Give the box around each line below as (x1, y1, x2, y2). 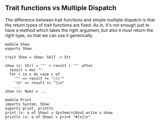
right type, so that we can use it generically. (5, 32, 93, 38)
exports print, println (5, 106, 54, 111)
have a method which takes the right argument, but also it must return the (5, 27, 153, 33)
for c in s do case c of (9, 72, 60, 77)
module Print (5, 97, 32, 102)
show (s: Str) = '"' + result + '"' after (5, 63, 93, 68)
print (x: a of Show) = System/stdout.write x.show (5, 110, 113, 115)
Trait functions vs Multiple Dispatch (5, 4, 116, 12)
